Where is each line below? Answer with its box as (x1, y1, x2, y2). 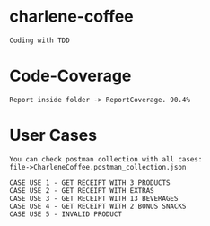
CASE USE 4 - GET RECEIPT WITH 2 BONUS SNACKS (9, 202, 187, 211)
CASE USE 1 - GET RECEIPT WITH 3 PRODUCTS (9, 178, 171, 187)
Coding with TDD (9, 36, 70, 45)
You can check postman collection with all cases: (9, 154, 203, 163)
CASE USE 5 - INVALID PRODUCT (9, 209, 123, 219)
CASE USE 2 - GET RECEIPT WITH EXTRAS (9, 186, 154, 195)
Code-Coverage (9, 65, 132, 86)
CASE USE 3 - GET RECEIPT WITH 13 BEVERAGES (9, 194, 179, 203)
